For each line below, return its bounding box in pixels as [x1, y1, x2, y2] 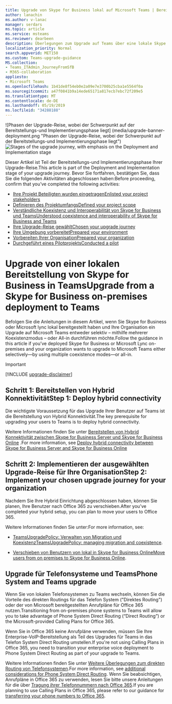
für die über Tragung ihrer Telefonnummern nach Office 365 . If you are [5, 682, 154, 688]
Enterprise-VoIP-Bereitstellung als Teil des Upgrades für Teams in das [5, 634, 153, 640]
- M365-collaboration [5, 70, 52, 75]
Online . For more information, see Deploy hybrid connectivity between [5, 440, 154, 446]
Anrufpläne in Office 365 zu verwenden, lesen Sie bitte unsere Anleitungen [5, 676, 163, 683]
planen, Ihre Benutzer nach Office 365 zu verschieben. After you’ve [5, 503, 147, 509]
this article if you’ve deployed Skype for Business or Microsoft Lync [5, 340, 148, 347]
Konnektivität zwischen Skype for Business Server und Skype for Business [5, 434, 163, 440]
